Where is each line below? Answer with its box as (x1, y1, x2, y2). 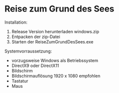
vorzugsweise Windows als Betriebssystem (11, 57, 99, 63)
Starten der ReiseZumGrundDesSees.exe (11, 39, 94, 44)
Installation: (4, 19, 28, 25)
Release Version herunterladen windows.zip (11, 28, 100, 34)
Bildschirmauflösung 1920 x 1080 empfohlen (11, 73, 101, 79)
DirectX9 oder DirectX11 (11, 63, 59, 68)
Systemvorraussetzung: (4, 48, 52, 54)
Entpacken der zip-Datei (11, 34, 60, 40)
